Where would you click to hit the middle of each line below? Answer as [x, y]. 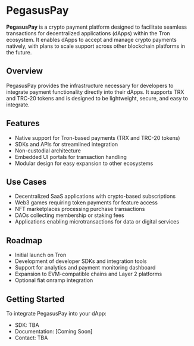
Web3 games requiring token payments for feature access [86, 203]
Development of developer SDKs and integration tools [81, 261]
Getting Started [35, 299]
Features [23, 123]
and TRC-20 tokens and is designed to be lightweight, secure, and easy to [97, 98]
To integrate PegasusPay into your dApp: [57, 313]
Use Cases [26, 182]
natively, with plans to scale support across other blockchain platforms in [96, 46]
